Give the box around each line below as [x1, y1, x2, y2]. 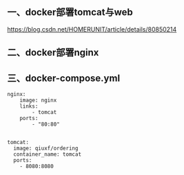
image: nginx [19, 97, 57, 104]
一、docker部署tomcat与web [7, 6, 133, 19]
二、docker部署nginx [7, 47, 99, 58]
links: [19, 103, 39, 110]
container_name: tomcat [13, 151, 81, 158]
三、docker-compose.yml [7, 72, 121, 84]
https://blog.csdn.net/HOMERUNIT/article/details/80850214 [7, 25, 177, 33]
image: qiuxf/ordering [13, 145, 79, 152]
